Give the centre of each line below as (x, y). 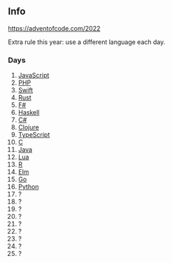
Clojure (28, 127)
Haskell (29, 113)
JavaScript (34, 76)
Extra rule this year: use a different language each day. (87, 42)
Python (28, 187)
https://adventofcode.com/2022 (54, 28)
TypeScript (34, 135)
